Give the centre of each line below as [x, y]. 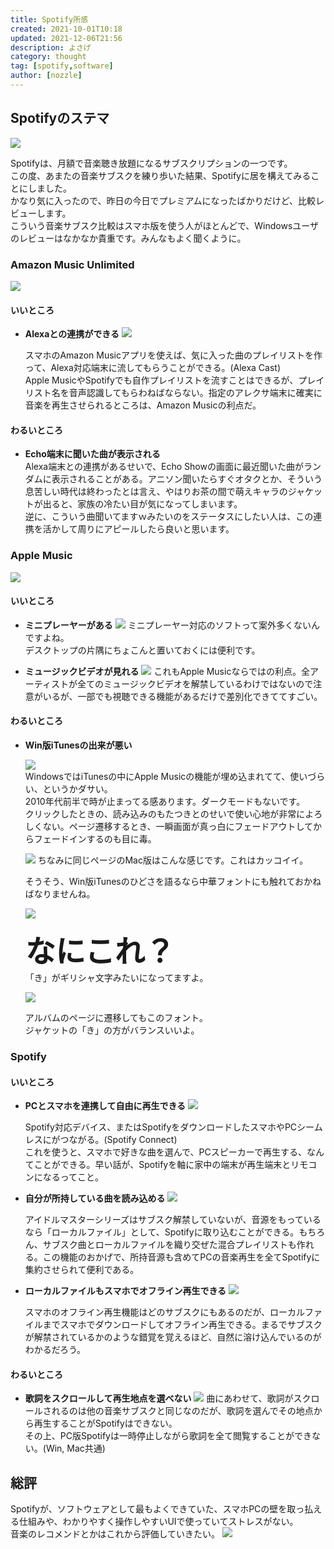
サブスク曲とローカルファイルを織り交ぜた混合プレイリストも [169, 1245]
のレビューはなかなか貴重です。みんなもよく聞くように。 [128, 238]
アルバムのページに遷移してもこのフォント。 [116, 1018]
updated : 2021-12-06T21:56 [66, 38]
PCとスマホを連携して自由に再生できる [105, 1106]
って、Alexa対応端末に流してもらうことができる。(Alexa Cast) [153, 368]
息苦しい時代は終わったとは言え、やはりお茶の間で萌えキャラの [156, 492]
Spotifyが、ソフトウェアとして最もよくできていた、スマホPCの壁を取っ [157, 1509]
